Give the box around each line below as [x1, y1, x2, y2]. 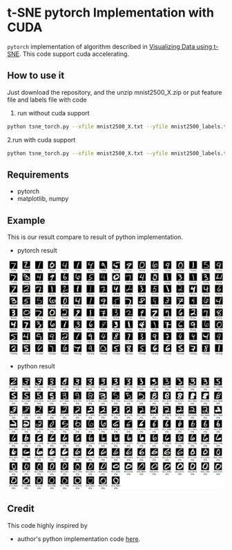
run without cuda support [17, 108, 90, 117]
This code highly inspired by [7, 521, 88, 529]
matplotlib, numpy [17, 195, 69, 203]
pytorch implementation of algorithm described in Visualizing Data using [7, 42, 213, 50]
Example [7, 214, 46, 226]
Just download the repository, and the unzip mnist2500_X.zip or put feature [7, 88, 222, 96]
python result [17, 362, 55, 370]
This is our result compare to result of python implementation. [7, 233, 183, 241]
